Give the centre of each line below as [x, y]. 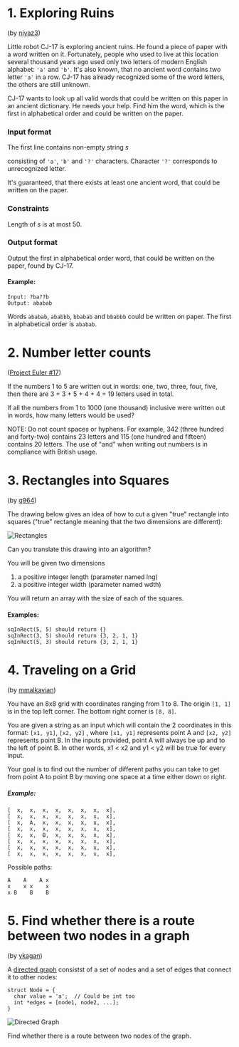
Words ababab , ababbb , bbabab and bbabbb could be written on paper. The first [119, 317]
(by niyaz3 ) [24, 33]
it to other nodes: [33, 976]
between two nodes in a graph [99, 936]
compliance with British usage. [52, 452]
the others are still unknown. [49, 84]
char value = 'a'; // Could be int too [74, 996]
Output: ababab [30, 303]
